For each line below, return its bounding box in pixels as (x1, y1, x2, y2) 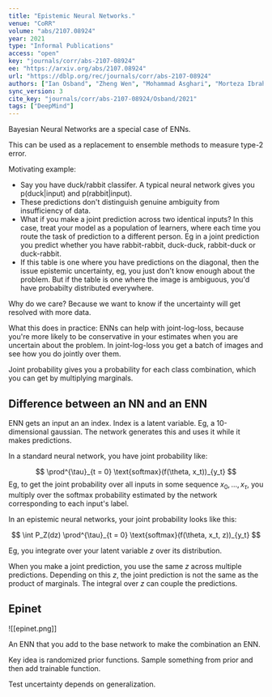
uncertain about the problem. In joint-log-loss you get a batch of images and (8, 341, 264, 351)
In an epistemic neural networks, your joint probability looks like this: (8, 514, 237, 524)
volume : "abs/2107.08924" (8, 27, 96, 35)
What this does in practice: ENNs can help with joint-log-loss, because (8, 323, 244, 333)
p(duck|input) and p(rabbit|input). (19, 189, 133, 198)
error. (8, 149, 27, 159)
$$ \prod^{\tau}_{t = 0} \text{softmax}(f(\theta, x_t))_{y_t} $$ (35, 466, 237, 476)
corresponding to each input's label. (8, 499, 130, 508)
